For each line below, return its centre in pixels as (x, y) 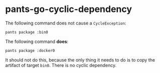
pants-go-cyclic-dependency (69, 9)
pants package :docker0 (30, 50)
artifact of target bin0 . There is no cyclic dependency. (61, 65)
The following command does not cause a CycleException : (66, 23)
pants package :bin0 (27, 32)
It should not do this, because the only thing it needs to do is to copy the (80, 60)
